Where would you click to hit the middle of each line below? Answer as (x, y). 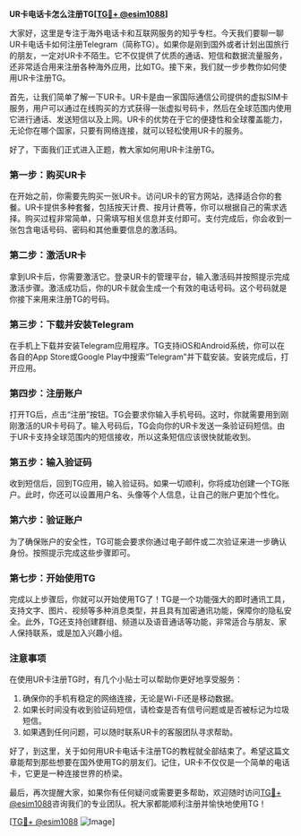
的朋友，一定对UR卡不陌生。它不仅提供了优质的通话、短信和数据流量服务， (148, 56)
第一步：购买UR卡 (48, 175)
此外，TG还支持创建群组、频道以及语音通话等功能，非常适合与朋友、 (152, 622)
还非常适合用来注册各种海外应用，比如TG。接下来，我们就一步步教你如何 (144, 67)
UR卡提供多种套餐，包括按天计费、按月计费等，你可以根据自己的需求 (152, 207)
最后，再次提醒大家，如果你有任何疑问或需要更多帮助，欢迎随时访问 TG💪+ (146, 793)
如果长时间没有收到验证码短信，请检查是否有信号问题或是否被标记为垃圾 (155, 710)
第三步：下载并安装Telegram (72, 324)
